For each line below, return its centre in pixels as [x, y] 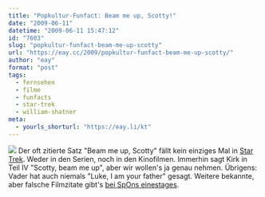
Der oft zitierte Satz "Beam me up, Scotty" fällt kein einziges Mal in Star [136, 150]
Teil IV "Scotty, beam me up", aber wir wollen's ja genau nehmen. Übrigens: [133, 167]
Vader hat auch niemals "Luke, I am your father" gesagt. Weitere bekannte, [131, 175]
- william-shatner [46, 112]
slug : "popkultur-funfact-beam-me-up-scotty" [85, 45]
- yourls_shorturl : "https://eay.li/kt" [83, 127]
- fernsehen [36, 82]
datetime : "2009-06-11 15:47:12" [64, 30]
